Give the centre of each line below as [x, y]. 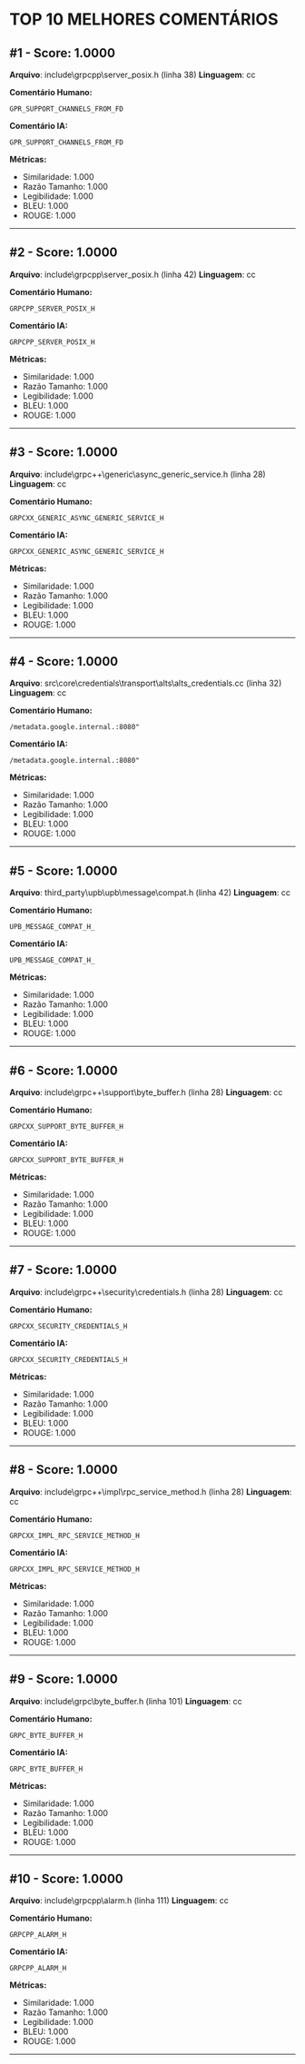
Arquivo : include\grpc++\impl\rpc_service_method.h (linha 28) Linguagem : [151, 1491]
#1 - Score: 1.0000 [63, 53]
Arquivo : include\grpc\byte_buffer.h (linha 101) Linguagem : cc [126, 1701]
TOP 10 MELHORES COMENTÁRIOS [144, 20]
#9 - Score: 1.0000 [64, 1679]
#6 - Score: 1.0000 [64, 1070]
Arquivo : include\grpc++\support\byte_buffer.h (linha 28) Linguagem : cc [146, 1092]
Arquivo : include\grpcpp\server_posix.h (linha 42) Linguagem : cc [133, 274]
